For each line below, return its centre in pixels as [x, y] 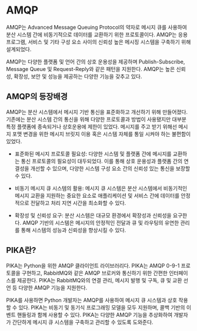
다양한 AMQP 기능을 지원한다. [53, 288]
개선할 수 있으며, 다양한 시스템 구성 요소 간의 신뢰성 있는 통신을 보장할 [110, 168]
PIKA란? [21, 250]
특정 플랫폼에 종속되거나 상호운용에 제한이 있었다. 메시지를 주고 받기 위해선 [92, 126]
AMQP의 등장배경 [37, 97]
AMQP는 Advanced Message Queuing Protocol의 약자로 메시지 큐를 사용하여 [96, 27]
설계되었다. [19, 49]
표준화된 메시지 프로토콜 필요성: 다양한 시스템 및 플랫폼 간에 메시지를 [93, 154]
